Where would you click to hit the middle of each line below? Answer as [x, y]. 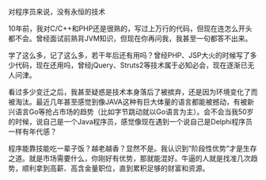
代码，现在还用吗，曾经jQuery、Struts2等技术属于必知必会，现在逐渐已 [131, 65]
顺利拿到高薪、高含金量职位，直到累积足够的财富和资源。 [116, 168]
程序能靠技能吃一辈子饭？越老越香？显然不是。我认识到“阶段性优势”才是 [126, 148]
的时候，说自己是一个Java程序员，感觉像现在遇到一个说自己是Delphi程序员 [131, 122]
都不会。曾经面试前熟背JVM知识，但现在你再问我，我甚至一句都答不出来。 [130, 38]
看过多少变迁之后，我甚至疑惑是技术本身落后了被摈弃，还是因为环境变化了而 [133, 92]
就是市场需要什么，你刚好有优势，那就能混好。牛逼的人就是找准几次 [140, 158]
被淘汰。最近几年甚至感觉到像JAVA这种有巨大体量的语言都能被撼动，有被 [128, 102]
